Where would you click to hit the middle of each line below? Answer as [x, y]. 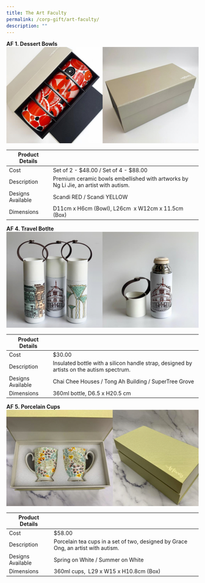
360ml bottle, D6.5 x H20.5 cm [92, 393]
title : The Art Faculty [37, 13]
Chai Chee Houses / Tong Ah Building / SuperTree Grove [124, 381]
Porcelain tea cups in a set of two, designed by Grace [121, 541]
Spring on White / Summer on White [99, 560]
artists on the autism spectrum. [92, 370]
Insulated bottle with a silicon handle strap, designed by [122, 363]
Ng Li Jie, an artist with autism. [91, 185]
